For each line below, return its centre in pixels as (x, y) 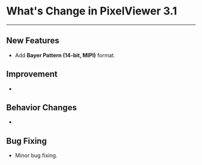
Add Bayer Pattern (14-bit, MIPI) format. (65, 55)
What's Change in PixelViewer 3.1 (92, 11)
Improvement (32, 74)
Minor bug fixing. (36, 155)
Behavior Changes (41, 107)
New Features (33, 41)
